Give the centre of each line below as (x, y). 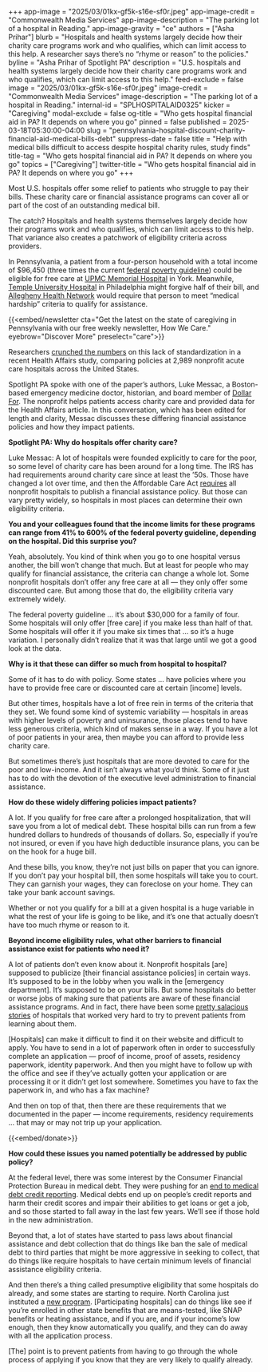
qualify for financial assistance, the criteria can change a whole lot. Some (129, 573)
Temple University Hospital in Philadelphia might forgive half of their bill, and (134, 287)
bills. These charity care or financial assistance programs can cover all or (129, 196)
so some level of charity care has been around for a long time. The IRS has (131, 466)
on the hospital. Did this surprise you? (73, 541)
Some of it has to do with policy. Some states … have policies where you (127, 679)
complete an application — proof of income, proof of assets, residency (124, 1056)
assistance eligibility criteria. (55, 1269)
